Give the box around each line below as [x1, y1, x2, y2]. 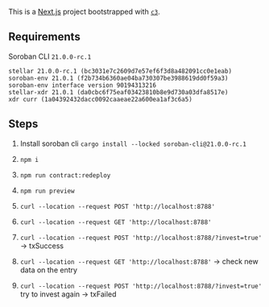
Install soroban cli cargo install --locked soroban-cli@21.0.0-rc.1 [19, 139, 247, 148]
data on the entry [19, 265, 78, 275]
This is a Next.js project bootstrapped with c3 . [8, 7, 161, 16]
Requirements [8, 30, 81, 44]
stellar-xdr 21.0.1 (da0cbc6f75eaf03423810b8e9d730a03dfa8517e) [8, 88, 229, 96]
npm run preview [19, 187, 75, 195]
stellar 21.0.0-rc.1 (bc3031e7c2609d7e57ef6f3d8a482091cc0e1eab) [8, 67, 232, 75]
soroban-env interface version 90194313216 [8, 81, 157, 89]
